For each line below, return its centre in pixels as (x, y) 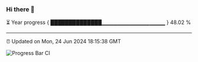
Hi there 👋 (21, 9)
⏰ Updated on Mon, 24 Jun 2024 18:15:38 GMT (64, 42)
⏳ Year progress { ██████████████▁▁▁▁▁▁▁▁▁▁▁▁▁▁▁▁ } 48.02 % (99, 22)
